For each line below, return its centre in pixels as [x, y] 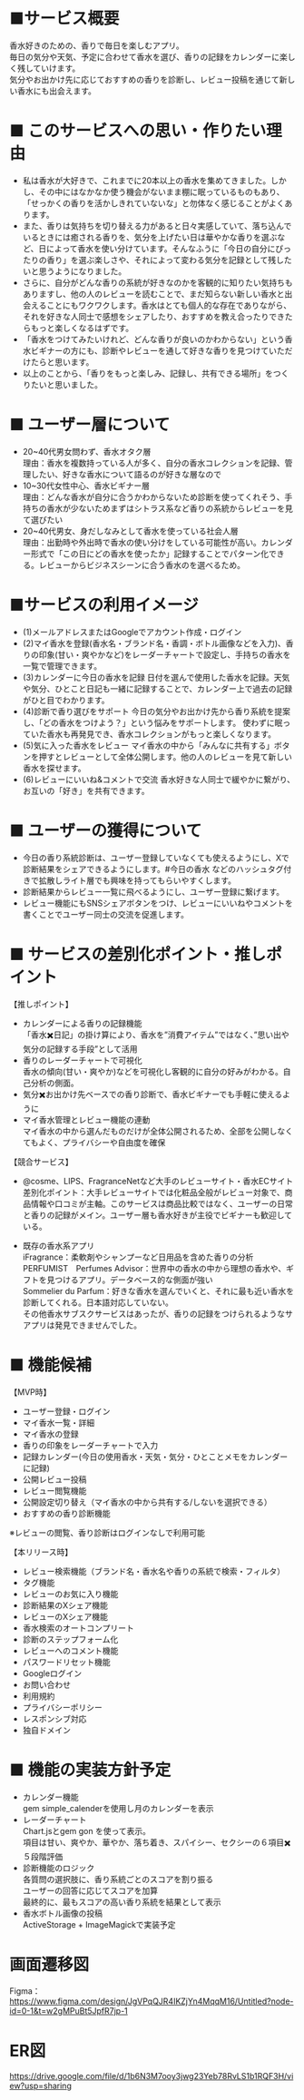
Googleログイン [52, 1673]
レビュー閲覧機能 [54, 1490]
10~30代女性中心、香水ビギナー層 [86, 486]
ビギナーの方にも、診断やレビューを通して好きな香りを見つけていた [157, 350]
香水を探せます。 [54, 768]
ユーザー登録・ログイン [66, 1411]
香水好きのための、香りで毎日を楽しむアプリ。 [97, 45]
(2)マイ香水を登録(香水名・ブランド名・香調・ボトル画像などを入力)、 [154, 643]
